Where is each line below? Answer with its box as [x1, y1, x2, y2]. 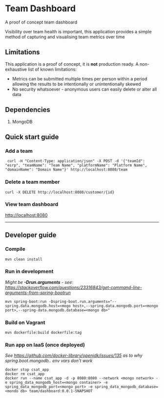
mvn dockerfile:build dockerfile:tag [5, 330, 82, 335]
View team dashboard [5, 201, 59, 208]
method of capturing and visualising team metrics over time [5, 34, 125, 40]
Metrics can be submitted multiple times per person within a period [12, 75, 147, 81]
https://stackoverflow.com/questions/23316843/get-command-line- [5, 284, 143, 290]
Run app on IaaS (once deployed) [5, 342, 85, 348]
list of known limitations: [27, 66, 77, 72]
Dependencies [5, 106, 50, 114]
